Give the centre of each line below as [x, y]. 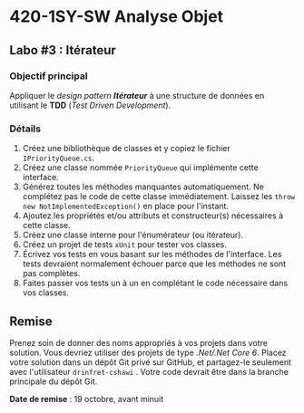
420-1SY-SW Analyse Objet [117, 17]
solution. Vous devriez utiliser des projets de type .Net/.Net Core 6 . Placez [148, 352]
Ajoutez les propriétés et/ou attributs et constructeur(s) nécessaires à [153, 216]
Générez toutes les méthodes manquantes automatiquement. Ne [143, 187]
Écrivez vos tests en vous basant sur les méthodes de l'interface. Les [152, 255]
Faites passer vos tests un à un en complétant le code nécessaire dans [155, 283]
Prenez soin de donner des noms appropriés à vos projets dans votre [138, 342]
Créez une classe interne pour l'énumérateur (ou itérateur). [132, 235]
